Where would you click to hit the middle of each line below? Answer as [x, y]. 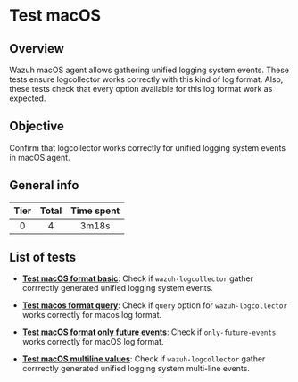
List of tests [43, 257]
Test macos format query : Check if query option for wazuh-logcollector [155, 305]
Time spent [95, 211]
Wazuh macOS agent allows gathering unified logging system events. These [149, 70]
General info [44, 185]
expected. [28, 98]
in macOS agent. [40, 157]
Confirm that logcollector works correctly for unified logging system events [148, 147]
